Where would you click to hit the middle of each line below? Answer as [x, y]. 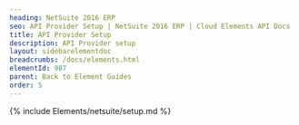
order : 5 [26, 85]
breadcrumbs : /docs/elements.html [75, 60]
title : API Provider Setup [60, 34]
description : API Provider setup [73, 43]
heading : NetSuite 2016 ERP [63, 18]
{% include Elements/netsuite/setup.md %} [90, 111]
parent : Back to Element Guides [70, 77]
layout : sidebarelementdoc [60, 52]
